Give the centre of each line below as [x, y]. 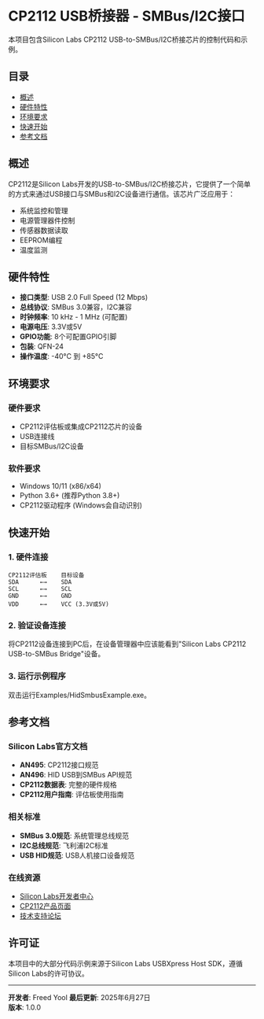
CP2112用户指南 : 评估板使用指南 [71, 795]
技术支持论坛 [40, 916]
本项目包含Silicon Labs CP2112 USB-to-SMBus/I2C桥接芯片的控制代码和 [125, 39]
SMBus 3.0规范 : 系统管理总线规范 [74, 836]
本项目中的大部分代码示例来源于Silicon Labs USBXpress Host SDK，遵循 [126, 963]
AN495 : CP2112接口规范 [59, 765]
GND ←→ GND [40, 596]
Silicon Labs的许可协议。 [48, 973]
